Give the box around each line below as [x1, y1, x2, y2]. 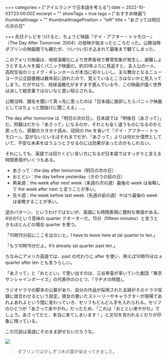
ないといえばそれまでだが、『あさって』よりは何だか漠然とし [33, 134, 158, 139]
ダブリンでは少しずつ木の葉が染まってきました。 [17, 349, 118, 355]
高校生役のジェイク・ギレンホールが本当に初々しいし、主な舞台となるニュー [5, 69, 163, 75]
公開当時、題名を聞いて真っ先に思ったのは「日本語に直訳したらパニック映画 [5, 99, 163, 104]
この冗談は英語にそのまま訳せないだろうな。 [5, 329, 97, 335]
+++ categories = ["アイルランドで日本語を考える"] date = [5, 4, 125, 10]
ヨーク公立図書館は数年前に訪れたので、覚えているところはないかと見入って [5, 75, 162, 81]
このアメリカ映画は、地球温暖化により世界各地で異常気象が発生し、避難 [5, 57, 154, 62]
